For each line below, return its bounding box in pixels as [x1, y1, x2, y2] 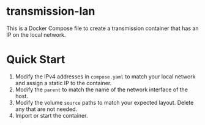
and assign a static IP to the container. [15, 79, 112, 86]
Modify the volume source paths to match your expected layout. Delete [15, 99, 194, 106]
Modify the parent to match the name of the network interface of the [15, 86, 188, 93]
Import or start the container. [15, 112, 88, 119]
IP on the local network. [6, 31, 66, 38]
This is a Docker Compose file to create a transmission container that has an [6, 25, 199, 32]
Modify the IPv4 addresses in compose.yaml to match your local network [15, 72, 196, 80]
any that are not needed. [15, 105, 78, 113]
